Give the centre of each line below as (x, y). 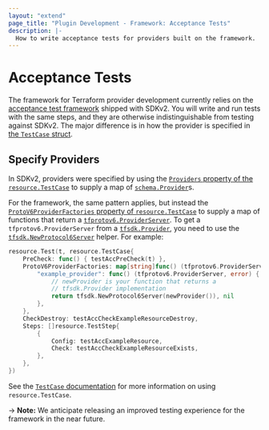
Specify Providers (54, 159)
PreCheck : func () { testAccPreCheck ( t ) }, (94, 259)
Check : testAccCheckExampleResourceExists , (124, 349)
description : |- (35, 30)
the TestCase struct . (41, 134)
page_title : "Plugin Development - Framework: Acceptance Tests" (119, 23)
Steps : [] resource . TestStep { (71, 326)
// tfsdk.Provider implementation (108, 289)
